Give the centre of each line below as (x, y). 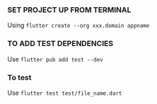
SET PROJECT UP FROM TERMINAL (69, 10)
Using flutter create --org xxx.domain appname (78, 25)
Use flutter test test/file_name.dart (65, 93)
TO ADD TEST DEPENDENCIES (60, 44)
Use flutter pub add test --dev (56, 59)
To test (19, 77)
